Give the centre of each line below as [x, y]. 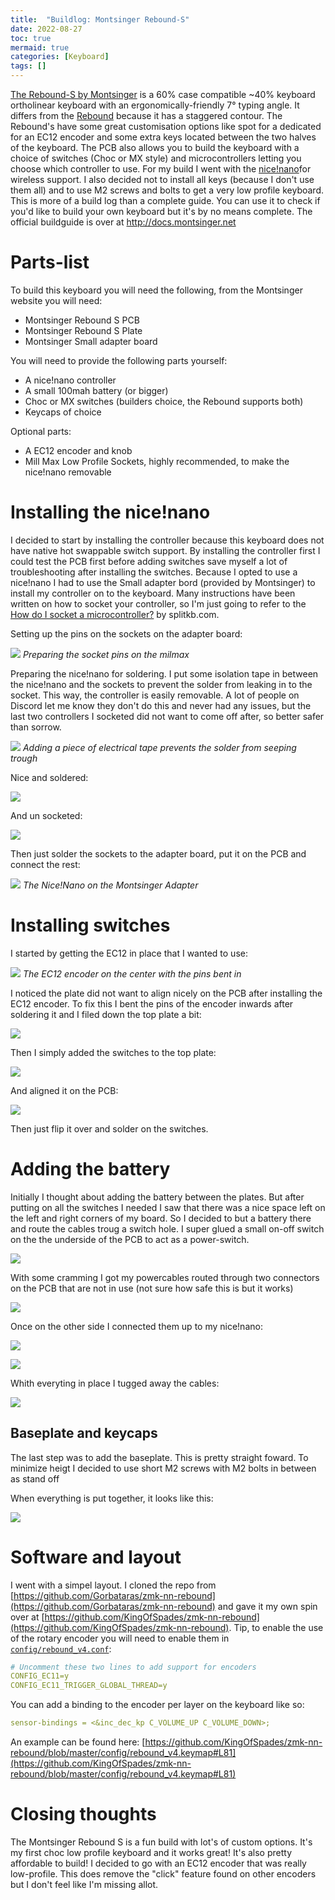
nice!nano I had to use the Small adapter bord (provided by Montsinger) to [163, 582]
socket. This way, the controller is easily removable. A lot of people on [155, 695]
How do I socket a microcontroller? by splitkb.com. [115, 614]
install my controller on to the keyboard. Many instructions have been [153, 593]
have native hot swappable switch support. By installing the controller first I [165, 550]
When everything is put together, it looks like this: [112, 1498]
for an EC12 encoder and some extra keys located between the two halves [163, 137]
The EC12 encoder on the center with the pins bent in [132, 973]
